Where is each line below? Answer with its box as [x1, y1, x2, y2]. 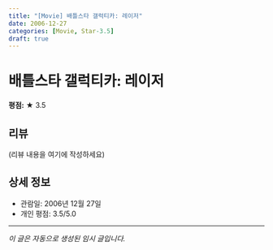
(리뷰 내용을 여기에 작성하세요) [8, 149, 106, 159]
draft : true [8, 34, 49, 43]
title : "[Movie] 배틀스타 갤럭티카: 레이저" [8, 11, 143, 20]
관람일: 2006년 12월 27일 [19, 198, 102, 208]
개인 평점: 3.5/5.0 [19, 209, 77, 218]
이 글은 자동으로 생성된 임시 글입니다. [8, 233, 126, 244]
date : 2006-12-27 [8, 19, 67, 28]
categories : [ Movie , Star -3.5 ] [8, 27, 115, 35]
